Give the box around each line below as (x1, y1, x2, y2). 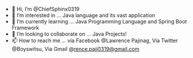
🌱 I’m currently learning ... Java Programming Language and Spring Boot (11, 18, 187, 25)
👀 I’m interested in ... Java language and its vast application (11, 12, 155, 19)
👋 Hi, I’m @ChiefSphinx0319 (11, 6, 80, 12)
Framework (11, 24, 39, 31)
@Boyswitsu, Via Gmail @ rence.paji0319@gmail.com (11, 46, 140, 52)
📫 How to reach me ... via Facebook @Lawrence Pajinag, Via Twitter (11, 37, 178, 44)
